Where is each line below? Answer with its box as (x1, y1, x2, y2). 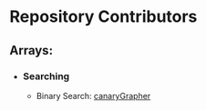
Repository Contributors (9, 6, 198, 27)
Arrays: (9, 43, 53, 58)
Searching (22, 70, 70, 83)
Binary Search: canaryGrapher (36, 90, 151, 101)
